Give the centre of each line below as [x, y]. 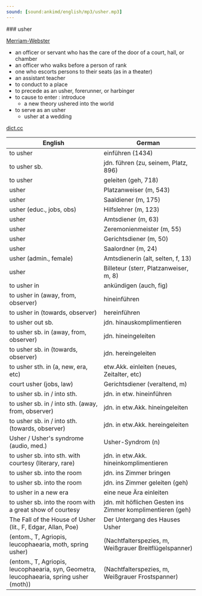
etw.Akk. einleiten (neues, [140, 367]
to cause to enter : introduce [50, 97]
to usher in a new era [39, 492]
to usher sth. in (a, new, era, [48, 367]
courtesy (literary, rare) [42, 463]
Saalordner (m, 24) [130, 249]
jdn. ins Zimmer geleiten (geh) [146, 482]
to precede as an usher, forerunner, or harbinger [75, 90]
